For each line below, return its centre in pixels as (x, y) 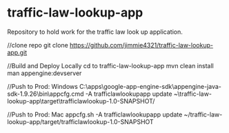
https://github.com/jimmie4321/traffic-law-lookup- (142, 45)
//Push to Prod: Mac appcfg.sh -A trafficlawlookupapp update (95, 114)
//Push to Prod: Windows (42, 86)
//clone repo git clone (38, 45)
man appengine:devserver (44, 73)
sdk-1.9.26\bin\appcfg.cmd (46, 94)
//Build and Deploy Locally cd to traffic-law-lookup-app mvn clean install (110, 65)
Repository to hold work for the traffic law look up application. (95, 32)
